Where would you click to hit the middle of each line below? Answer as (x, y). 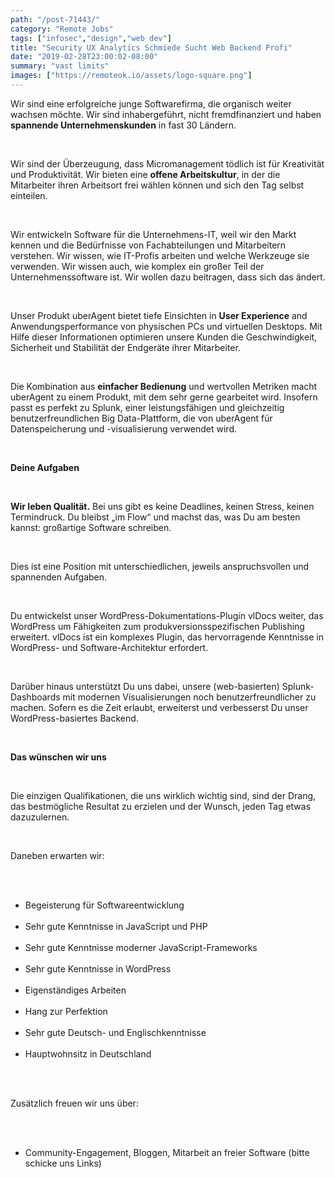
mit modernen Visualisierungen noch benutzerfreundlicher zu (189, 697)
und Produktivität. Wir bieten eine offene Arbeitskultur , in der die (145, 174)
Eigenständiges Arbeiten (75, 990)
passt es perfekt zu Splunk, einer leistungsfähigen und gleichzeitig (147, 407)
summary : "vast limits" (60, 66)
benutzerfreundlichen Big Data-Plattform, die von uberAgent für (141, 418)
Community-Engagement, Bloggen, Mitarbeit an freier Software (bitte (167, 1152)
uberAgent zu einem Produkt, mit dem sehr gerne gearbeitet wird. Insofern (164, 397)
